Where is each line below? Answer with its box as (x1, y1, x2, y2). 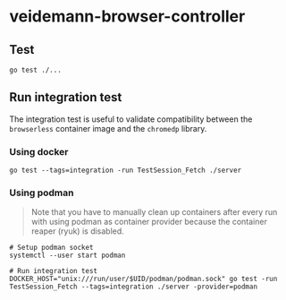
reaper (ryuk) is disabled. (30, 226, 125, 236)
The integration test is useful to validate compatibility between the (9, 114, 253, 124)
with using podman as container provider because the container (30, 217, 268, 227)
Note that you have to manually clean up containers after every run (30, 207, 278, 218)
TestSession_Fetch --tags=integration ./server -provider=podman (9, 282, 257, 292)
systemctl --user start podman (9, 251, 126, 261)
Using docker (9, 145, 69, 158)
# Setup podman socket (9, 244, 94, 253)
